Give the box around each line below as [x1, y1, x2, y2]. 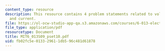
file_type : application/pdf [5, 25, 63, 30]
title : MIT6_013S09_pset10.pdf [5, 34, 69, 39]
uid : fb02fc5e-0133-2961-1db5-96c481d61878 [5, 39, 96, 44]
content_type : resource [5, 7, 54, 12]
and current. [9, 16, 36, 21]
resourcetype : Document [5, 30, 54, 34]
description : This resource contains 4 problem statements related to [5, 12, 153, 17]
